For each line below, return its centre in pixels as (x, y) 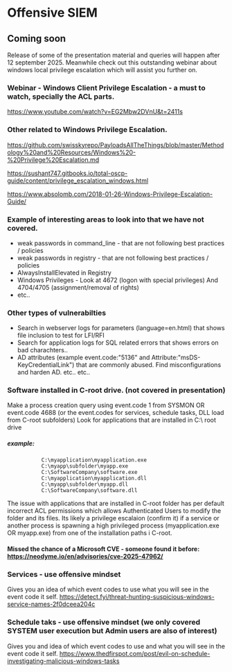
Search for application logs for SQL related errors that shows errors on (118, 343)
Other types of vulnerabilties (56, 313)
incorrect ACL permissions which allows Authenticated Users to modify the (114, 511)
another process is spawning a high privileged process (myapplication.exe (113, 525)
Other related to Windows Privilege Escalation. (87, 130)
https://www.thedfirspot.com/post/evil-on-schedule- (135, 653)
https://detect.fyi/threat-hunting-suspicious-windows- (137, 597)
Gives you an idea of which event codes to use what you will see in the (108, 589)
